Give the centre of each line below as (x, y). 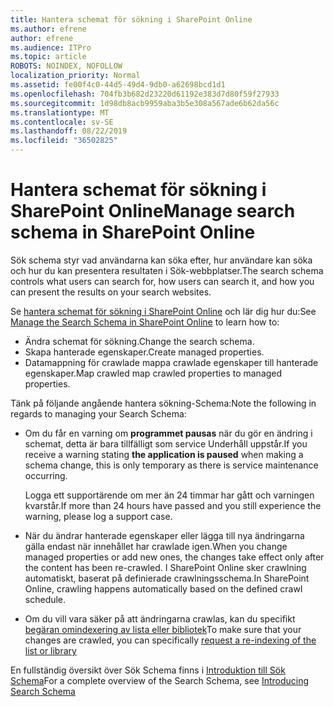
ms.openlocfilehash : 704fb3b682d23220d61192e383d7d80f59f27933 (145, 94)
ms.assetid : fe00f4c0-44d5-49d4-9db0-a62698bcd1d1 (118, 85)
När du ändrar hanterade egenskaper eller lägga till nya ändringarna (164, 535)
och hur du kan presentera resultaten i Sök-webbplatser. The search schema (167, 270)
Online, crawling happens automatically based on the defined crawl (163, 588)
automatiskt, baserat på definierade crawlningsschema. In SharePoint (167, 578)
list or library (50, 650)
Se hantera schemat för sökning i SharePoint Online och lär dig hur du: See (163, 311)
